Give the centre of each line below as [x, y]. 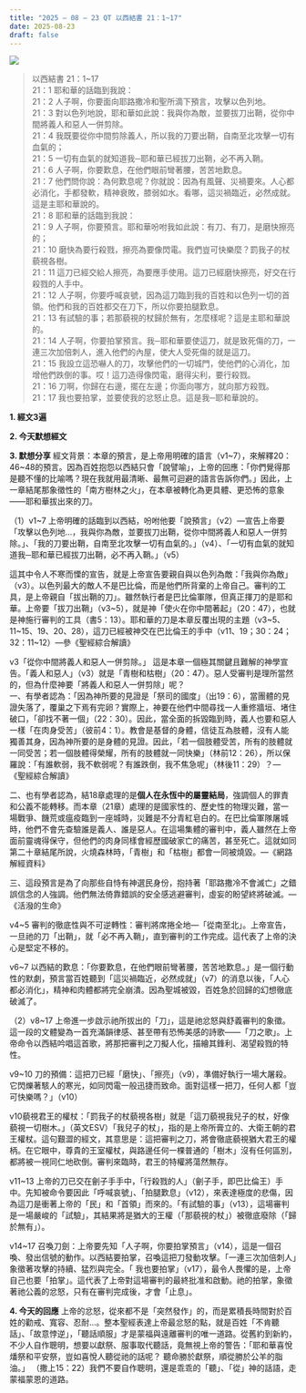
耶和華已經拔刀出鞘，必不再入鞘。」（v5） [107, 555]
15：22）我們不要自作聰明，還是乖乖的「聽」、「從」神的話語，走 [176, 1368]
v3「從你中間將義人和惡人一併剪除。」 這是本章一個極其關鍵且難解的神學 [145, 662]
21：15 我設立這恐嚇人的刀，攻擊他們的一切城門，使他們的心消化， [157, 364]
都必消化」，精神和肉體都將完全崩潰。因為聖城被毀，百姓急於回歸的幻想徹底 [151, 990]
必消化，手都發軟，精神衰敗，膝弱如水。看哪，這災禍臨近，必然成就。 [163, 193]
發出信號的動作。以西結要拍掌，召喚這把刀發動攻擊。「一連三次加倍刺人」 [161, 1257]
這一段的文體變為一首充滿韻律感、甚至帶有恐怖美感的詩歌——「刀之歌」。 [147, 1032]
